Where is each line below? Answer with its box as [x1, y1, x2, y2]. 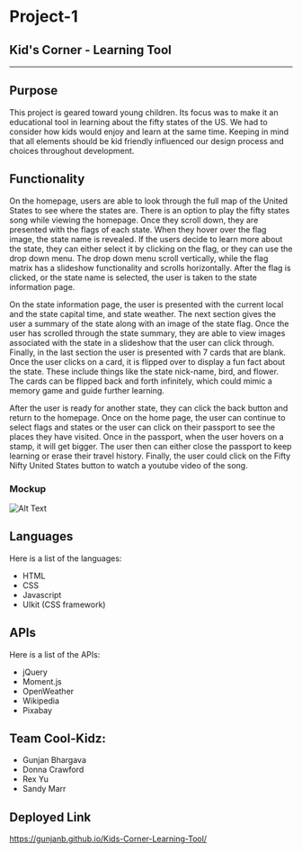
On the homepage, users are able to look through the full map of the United [9, 195, 289, 206]
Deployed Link [9, 809, 92, 825]
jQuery [22, 667, 48, 677]
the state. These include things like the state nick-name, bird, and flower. [9, 366, 279, 377]
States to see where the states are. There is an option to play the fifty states [9, 204, 290, 215]
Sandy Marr [22, 784, 67, 794]
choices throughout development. [9, 145, 135, 156]
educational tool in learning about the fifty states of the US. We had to [9, 116, 268, 127]
